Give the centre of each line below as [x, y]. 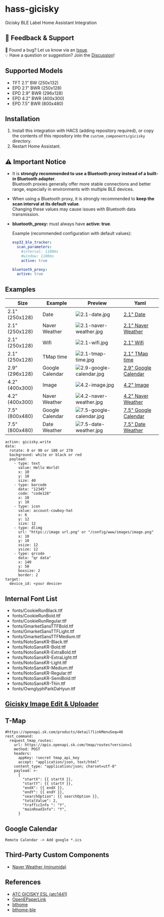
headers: [23, 754]
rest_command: [20, 736]
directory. [22, 141]
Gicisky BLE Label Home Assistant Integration [51, 23]
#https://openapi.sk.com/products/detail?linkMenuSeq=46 [64, 732]
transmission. [26, 214]
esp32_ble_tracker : [32, 242]
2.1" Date [134, 314]
